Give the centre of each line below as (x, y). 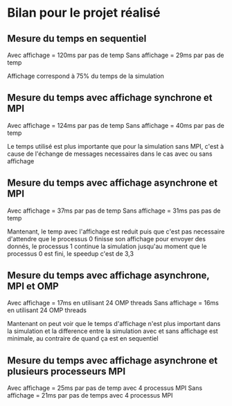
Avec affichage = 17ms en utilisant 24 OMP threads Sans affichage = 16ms (113, 303)
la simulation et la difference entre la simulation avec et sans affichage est (113, 331)
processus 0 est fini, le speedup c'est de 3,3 (70, 253)
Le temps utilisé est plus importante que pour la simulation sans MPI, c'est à (116, 146)
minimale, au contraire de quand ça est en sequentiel (83, 339)
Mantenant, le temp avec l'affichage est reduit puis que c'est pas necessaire (116, 232)
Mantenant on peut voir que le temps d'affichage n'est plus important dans (114, 324)
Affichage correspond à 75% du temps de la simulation (86, 76)
